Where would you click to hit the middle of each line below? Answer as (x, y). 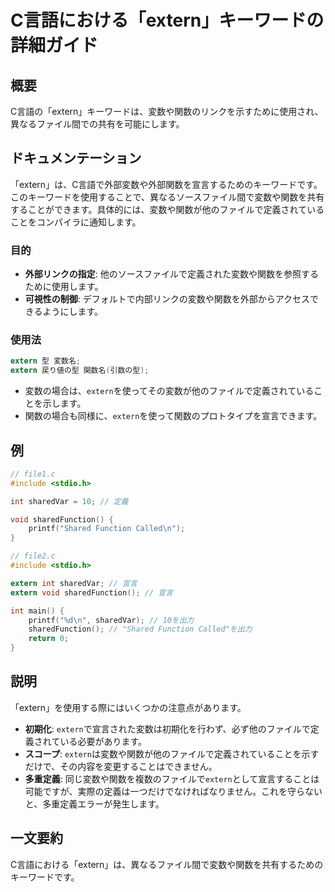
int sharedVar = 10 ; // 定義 (69, 501)
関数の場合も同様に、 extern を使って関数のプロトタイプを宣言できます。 (173, 416)
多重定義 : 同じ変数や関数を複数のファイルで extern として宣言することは (172, 778)
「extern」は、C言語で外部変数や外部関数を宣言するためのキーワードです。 (166, 184)
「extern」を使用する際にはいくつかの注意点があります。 (128, 707)
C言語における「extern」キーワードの (167, 20)
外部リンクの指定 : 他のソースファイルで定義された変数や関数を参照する (172, 274)
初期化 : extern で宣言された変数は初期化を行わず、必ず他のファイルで (167, 728)
